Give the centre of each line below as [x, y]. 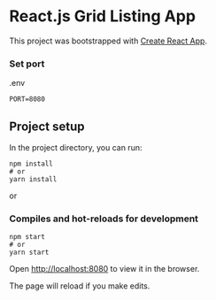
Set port [27, 64]
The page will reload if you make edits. [80, 286]
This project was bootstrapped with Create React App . [108, 41]
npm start [27, 237]
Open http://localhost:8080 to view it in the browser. [104, 269]
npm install [31, 164]
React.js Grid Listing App [103, 16]
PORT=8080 [27, 99]
